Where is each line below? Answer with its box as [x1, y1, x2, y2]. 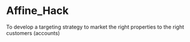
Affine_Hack [6, 4, 69, 17]
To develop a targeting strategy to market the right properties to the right [6, 23, 184, 30]
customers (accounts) [6, 29, 61, 36]
